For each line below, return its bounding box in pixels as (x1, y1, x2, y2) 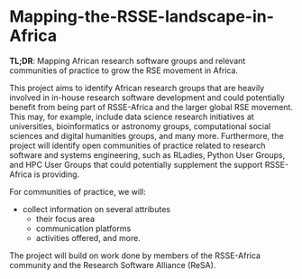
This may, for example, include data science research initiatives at (9, 111, 254, 122)
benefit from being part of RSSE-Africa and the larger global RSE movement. (9, 101, 293, 112)
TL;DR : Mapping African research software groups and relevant (9, 55, 246, 66)
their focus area (35, 213, 96, 224)
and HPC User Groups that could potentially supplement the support (9, 159, 263, 170)
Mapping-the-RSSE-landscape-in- (9, 6, 275, 27)
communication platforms (35, 223, 132, 234)
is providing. (33, 169, 80, 180)
